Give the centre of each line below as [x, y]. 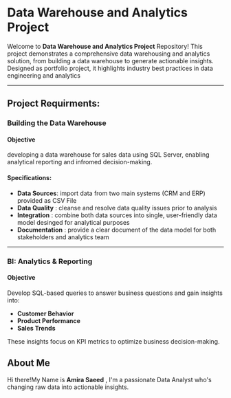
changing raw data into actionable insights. [68, 387]
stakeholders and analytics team [63, 237]
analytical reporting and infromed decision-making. [80, 162]
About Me [29, 363]
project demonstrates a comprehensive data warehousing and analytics [109, 54]
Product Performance [49, 320]
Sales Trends [36, 328]
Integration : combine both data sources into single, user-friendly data [117, 215]
